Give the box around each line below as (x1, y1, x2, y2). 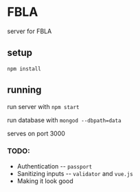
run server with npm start (7, 102, 80, 111)
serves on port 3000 (7, 129, 65, 137)
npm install (7, 65, 41, 73)
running (7, 84, 42, 96)
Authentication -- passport (16, 162, 93, 170)
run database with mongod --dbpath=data (7, 115, 121, 124)
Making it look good (16, 177, 73, 185)
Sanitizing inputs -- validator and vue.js (16, 169, 134, 177)
